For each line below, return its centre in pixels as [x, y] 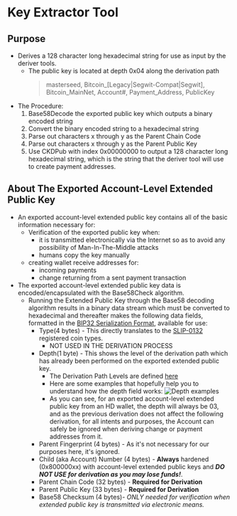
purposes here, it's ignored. [79, 451]
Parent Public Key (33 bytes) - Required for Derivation [119, 489]
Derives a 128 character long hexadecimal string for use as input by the [122, 56]
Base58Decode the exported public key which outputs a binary [120, 114]
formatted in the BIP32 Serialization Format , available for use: [118, 323]
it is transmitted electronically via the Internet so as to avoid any [132, 240]
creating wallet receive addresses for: [83, 262]
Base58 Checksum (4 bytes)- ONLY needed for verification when [134, 497]
